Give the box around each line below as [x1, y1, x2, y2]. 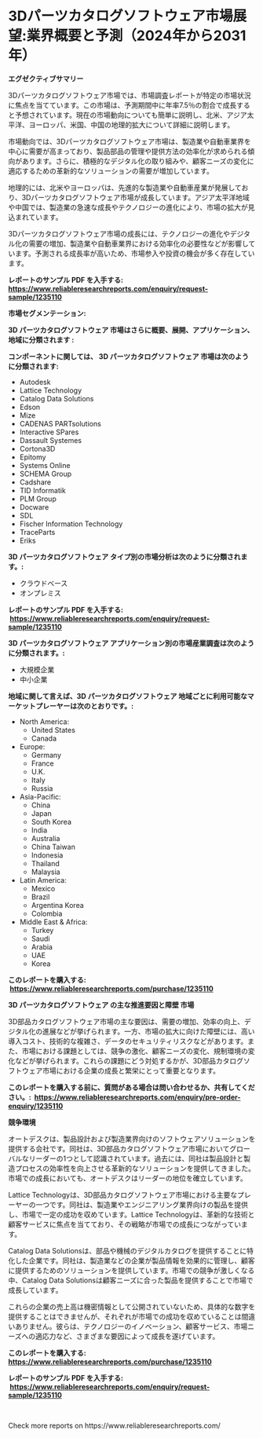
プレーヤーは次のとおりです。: [35, 701, 134, 711]
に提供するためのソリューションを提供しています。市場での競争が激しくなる [8, 1265, 255, 1275]
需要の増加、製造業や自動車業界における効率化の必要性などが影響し [28, 239, 249, 248]
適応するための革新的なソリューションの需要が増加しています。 [8, 166, 214, 175]
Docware [19, 502, 49, 511]
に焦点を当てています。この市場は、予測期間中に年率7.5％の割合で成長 [8, 100, 237, 110]
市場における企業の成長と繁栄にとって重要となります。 [42, 1066, 221, 1075]
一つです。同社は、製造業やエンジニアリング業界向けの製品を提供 [35, 1199, 249, 1209]
